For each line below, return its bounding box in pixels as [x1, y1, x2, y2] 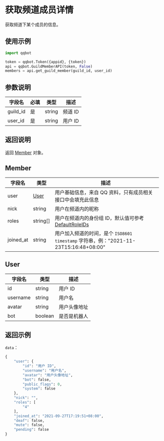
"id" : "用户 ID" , [22, 364, 56, 369]
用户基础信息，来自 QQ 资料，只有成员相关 [54, 189, 153, 196]
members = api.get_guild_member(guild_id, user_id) [5, 68, 112, 73]
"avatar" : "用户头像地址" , [22, 373, 73, 377]
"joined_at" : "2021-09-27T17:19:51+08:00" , [14, 414, 104, 419]
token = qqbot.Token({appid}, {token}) [5, 59, 86, 64]
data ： [5, 345, 19, 351]
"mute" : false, [14, 422, 45, 428]
